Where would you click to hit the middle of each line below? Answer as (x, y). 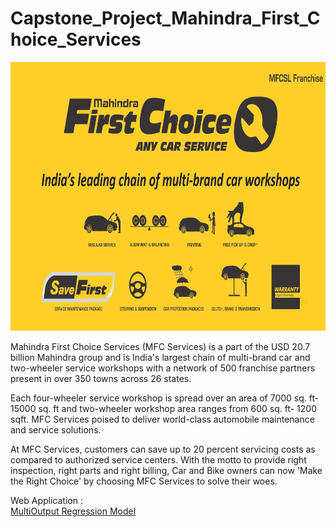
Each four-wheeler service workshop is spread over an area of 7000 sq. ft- (165, 398)
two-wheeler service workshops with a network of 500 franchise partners (163, 368)
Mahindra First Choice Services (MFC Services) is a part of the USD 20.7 (160, 346)
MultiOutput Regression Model (73, 511)
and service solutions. (56, 429)
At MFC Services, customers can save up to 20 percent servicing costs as (163, 449)
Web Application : (46, 500)
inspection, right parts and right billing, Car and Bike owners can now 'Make (166, 470)
